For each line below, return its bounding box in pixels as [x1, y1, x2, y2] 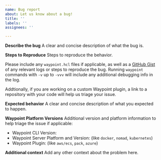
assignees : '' [5, 25, 34, 30]
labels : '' [5, 20, 27, 26]
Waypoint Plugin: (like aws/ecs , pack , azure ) [12, 140, 98, 146]
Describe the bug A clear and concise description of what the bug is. [5, 43, 144, 48]
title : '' [5, 16, 25, 21]
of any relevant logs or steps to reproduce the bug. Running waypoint [5, 66, 143, 73]
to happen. [5, 106, 27, 112]
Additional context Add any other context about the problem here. [5, 150, 139, 156]
